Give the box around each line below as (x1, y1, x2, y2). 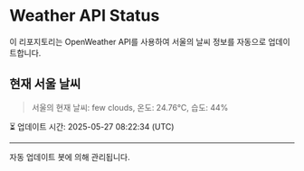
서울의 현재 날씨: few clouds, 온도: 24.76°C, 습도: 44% (31, 102, 229, 112)
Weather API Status (9, 5, 160, 26)
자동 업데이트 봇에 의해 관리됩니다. (9, 151, 130, 162)
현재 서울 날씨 (9, 76, 81, 92)
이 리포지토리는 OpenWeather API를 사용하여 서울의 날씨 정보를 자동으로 (9, 36, 267, 47)
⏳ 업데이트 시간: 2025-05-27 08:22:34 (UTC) (9, 121, 175, 131)
